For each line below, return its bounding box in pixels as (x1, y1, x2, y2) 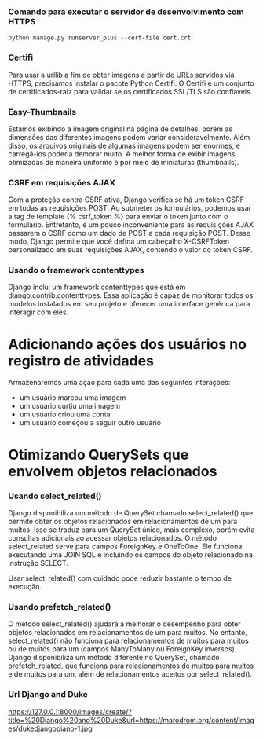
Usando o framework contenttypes (8, 265, 144, 276)
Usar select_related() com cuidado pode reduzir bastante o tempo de (8, 573, 232, 583)
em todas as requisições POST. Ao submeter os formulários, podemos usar (8, 204, 252, 213)
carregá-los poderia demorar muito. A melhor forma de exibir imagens (8, 149, 236, 159)
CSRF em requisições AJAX (8, 177, 116, 188)
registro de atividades (8, 352, 155, 369)
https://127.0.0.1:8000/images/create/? (8, 706, 132, 717)
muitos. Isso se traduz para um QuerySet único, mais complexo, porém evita (8, 525, 255, 534)
